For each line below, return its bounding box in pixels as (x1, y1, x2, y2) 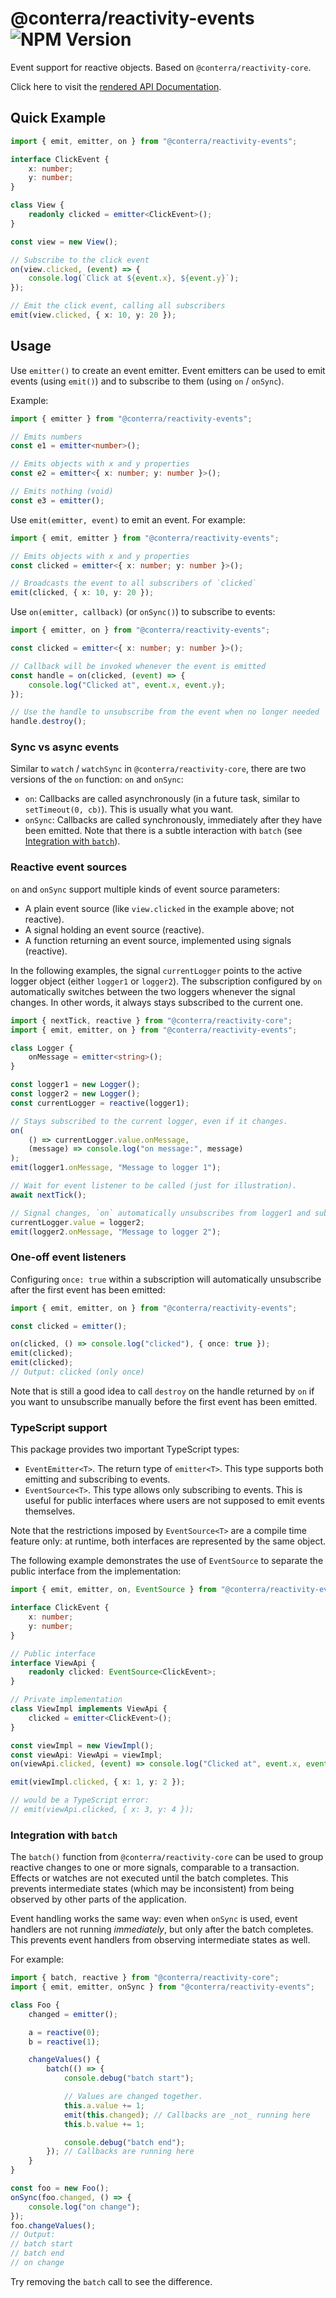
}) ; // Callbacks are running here (46, 2147, 195, 2157)
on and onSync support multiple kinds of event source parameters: (10, 883, 281, 895)
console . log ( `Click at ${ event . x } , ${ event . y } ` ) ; (28, 273, 240, 284)
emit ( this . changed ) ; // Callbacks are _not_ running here (63, 2110, 311, 2120)
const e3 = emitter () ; (10, 495, 105, 506)
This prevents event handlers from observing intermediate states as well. (10, 1934, 311, 1946)
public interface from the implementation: (10, 1565, 182, 1577)
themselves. (24, 1505, 76, 1517)
